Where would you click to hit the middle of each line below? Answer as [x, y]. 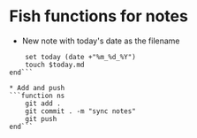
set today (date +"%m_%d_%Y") [81, 57]
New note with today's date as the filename [101, 41]
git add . [43, 103]
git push [41, 119]
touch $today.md [55, 65]
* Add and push [37, 88]
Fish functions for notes [98, 16]
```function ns [37, 96]
